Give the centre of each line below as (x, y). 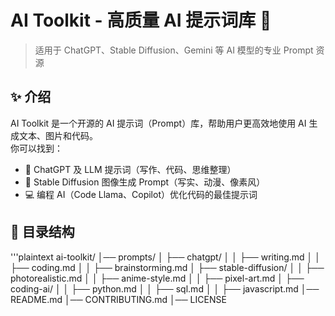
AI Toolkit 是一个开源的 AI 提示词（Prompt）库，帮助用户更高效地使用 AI (158, 123)
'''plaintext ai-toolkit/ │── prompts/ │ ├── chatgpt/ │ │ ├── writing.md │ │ (166, 257)
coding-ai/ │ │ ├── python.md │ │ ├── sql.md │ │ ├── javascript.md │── (165, 288)
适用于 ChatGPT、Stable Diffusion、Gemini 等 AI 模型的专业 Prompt (174, 50)
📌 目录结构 (42, 232)
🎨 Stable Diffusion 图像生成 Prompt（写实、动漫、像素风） (145, 182)
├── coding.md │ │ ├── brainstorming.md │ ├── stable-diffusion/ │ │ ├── (167, 267)
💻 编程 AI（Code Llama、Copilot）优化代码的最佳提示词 (141, 194)
